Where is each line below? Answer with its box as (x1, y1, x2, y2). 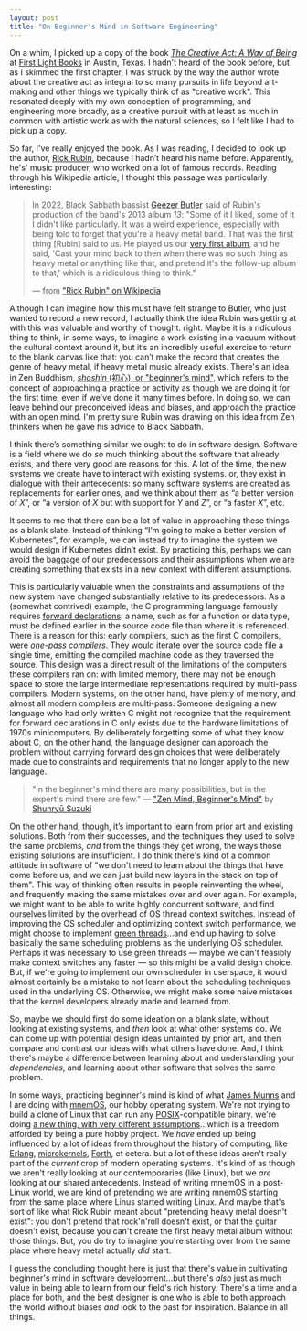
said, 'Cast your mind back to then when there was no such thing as (31, 248, 288, 259)
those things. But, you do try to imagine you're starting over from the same (9, 1235, 291, 1246)
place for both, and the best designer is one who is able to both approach (9, 1292, 286, 1303)
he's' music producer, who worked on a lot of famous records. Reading (9, 162, 277, 173)
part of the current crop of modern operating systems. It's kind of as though (9, 1157, 296, 1168)
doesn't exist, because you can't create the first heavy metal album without (9, 1225, 293, 1236)
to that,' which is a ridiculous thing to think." (31, 267, 196, 278)
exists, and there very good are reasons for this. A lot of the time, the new (9, 458, 287, 469)
